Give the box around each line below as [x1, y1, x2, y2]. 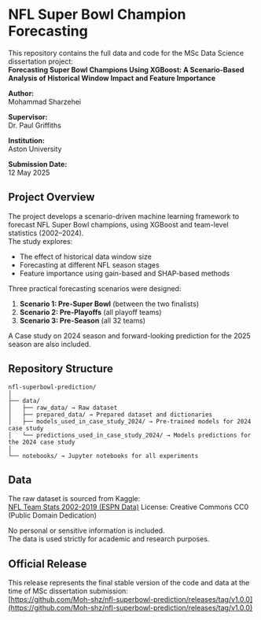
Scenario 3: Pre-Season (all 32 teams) [19, 316, 146, 325]
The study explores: [8, 236, 73, 245]
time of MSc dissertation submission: [8, 586, 128, 596]
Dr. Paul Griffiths [8, 120, 61, 130]
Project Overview [8, 190, 95, 204]
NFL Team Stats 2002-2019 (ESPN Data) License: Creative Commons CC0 [8, 502, 249, 512]
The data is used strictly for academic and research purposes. [8, 534, 210, 544]
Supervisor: [8, 112, 48, 121]
